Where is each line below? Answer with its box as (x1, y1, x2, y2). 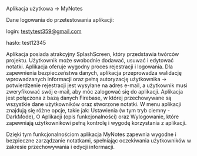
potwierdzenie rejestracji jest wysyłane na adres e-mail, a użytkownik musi (6, 82, 188, 89)
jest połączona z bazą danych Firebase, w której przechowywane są (6, 94, 172, 101)
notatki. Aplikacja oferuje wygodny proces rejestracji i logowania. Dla (6, 63, 173, 70)
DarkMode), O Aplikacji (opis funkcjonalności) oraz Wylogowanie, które (6, 113, 179, 120)
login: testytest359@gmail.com (6, 28, 82, 35)
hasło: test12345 (6, 39, 46, 46)
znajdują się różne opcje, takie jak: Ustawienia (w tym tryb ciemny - (6, 107, 171, 114)
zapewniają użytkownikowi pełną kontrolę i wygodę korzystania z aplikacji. (6, 120, 187, 126)
